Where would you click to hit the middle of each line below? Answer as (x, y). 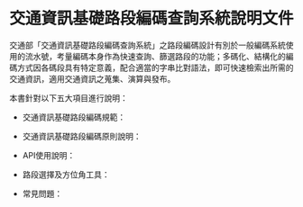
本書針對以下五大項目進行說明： (69, 98)
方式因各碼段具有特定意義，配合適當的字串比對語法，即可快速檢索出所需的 (155, 67)
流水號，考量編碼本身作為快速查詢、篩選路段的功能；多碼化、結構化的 (155, 56)
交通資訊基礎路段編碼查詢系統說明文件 (152, 18)
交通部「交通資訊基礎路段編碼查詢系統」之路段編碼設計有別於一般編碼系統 (147, 45)
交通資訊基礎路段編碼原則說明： (82, 136)
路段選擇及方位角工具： (66, 174)
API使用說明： (49, 155)
